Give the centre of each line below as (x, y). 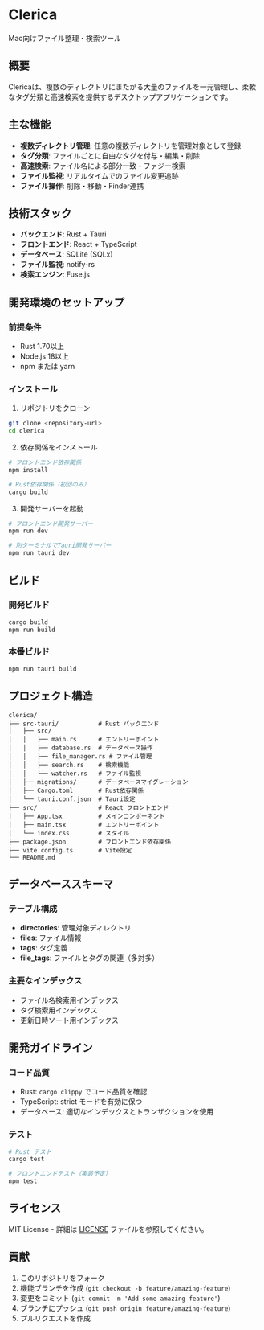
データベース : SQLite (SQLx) (67, 254)
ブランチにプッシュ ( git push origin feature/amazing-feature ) (125, 1307)
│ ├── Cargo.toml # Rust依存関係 (76, 790)
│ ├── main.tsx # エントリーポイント (84, 825)
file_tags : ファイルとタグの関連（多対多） (89, 958)
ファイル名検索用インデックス (69, 1000)
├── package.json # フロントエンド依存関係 (90, 842)
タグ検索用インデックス (59, 1010)
